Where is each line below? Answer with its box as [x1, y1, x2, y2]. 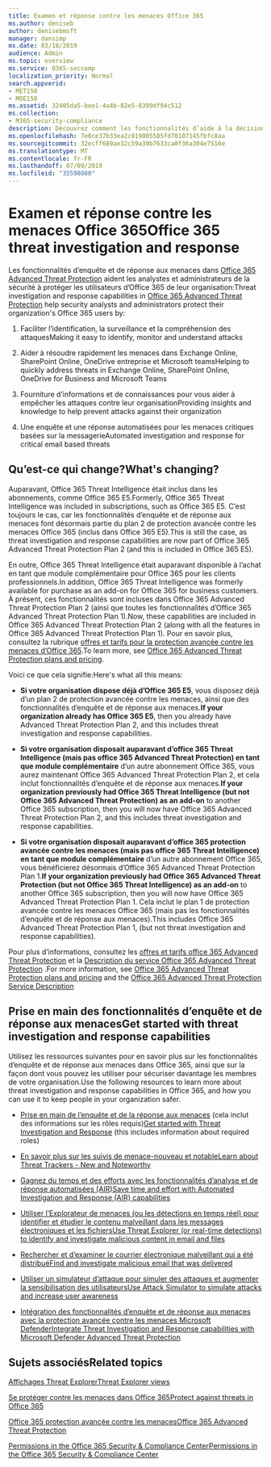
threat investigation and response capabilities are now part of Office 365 [8, 535, 250, 545]
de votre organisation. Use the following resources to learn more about [8, 1077, 242, 1087]
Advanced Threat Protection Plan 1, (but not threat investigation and [19, 922, 246, 933]
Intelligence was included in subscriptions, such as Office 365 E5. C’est [8, 501, 246, 511]
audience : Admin [8, 49, 63, 57]
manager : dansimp [8, 34, 67, 43]
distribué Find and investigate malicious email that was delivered [19, 1258, 233, 1268]
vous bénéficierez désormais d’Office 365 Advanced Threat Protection [19, 862, 256, 872]
